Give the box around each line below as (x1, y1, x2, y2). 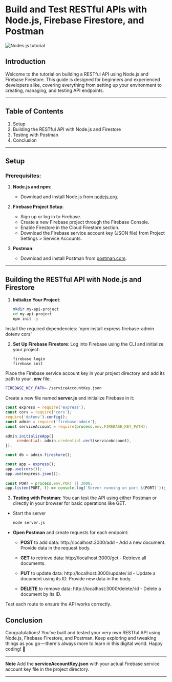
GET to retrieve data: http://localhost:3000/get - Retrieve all (20, 555, 147, 561)
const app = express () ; (5, 462, 56, 467)
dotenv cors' (5, 331, 32, 337)
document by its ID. (20, 591, 61, 597)
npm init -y (12, 316, 38, 321)
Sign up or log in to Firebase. (20, 214, 81, 220)
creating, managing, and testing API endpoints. (5, 87, 104, 93)
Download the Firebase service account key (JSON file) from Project (20, 230, 165, 236)
